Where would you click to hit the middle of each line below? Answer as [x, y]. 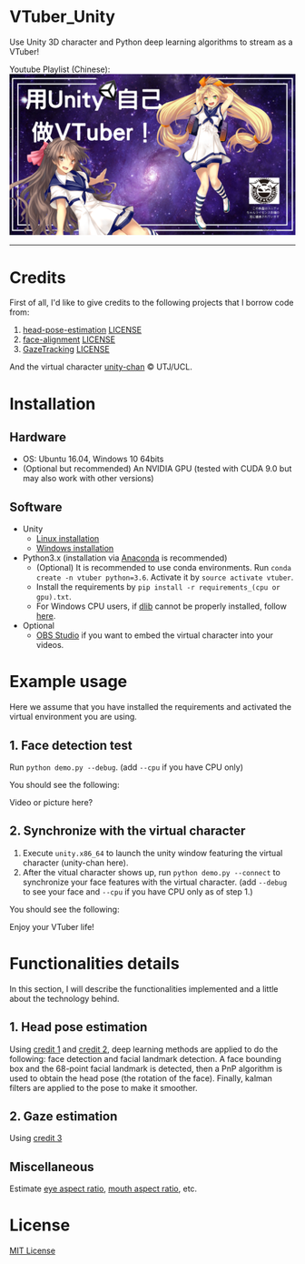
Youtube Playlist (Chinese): [60, 69]
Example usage [69, 682]
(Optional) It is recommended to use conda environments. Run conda [164, 568]
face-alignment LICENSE [69, 339]
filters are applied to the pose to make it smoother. [103, 1087]
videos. [50, 645]
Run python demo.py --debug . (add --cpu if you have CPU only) [126, 767]
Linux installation [68, 539]
